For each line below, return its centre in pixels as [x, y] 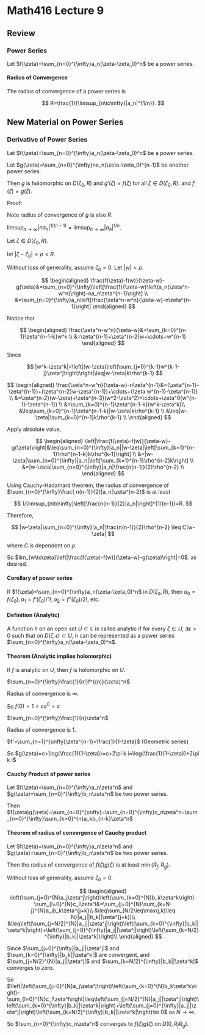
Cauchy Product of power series [49, 774]
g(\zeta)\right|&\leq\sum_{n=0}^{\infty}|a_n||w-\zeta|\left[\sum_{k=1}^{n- [103, 448]
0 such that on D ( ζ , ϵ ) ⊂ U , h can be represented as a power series [91, 636]
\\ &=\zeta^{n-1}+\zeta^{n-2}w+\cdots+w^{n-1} [128, 337]
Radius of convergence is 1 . [41, 730]
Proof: [15, 203]
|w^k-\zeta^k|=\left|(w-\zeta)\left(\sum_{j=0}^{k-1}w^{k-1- [107, 367]
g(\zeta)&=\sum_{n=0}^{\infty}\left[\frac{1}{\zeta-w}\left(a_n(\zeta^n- [103, 287]
